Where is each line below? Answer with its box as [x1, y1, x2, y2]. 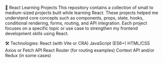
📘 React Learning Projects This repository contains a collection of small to [5, 5, 154, 10]
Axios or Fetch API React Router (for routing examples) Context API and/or [5, 47, 155, 53]
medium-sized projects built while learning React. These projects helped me [5, 10, 159, 16]
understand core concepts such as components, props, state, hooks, [5, 15, 144, 21]
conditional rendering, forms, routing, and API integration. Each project [5, 20, 147, 26]
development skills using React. [5, 31, 69, 36]
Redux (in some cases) [5, 53, 51, 58]
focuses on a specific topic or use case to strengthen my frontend [5, 25, 138, 31]
